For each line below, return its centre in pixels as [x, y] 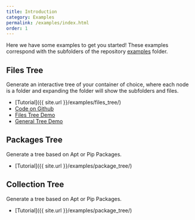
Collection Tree [35, 185]
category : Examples [30, 17]
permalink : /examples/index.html [48, 23]
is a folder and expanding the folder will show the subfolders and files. [92, 91]
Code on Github [34, 109]
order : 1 [17, 28]
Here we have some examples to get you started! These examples [87, 45]
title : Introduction [32, 12]
